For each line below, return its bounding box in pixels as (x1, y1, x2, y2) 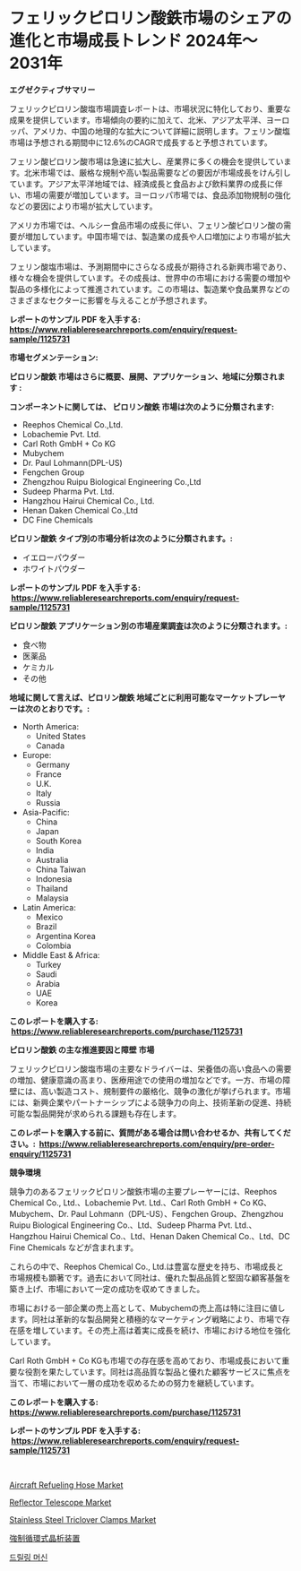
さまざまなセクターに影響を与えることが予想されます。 (9, 295, 212, 306)
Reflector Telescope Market (9, 1497, 112, 1507)
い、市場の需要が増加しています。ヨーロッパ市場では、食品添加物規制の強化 (9, 189, 291, 200)
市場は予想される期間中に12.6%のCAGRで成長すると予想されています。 (9, 136, 273, 148)
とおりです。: (39, 703, 90, 713)
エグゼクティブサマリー (9, 84, 96, 95)
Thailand (35, 883, 69, 893)
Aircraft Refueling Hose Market (9, 1480, 124, 1490)
